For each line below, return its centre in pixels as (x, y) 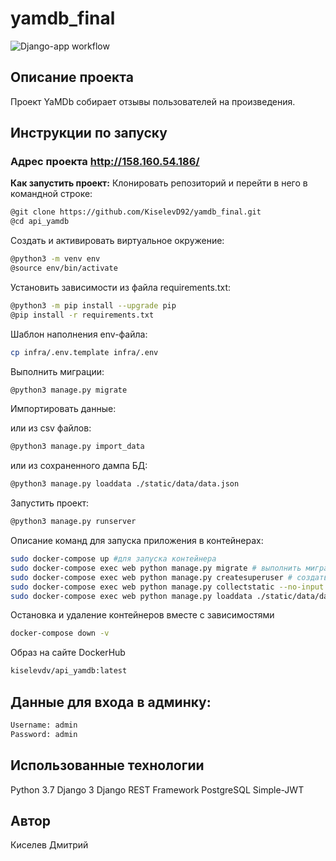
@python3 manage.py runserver (73, 522)
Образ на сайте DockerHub (68, 653)
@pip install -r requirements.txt (82, 315)
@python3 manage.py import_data (77, 447)
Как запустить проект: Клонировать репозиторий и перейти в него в (159, 183)
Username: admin (44, 725)
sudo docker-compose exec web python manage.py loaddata (131, 596)
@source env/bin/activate (64, 268)
